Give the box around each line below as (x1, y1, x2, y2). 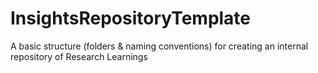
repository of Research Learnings (10, 50, 148, 62)
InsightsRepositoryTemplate (10, 7, 252, 30)
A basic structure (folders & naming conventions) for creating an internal (10, 40, 309, 52)
